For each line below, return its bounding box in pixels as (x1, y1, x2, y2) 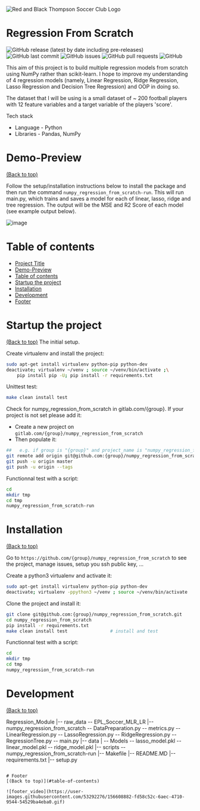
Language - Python (14, 124, 62, 131)
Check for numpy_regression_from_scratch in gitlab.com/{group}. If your (6, 405, 184, 413)
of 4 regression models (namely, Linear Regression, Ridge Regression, (6, 76, 179, 83)
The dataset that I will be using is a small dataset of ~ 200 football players (6, 94, 187, 101)
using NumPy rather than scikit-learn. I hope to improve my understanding (6, 70, 189, 77)
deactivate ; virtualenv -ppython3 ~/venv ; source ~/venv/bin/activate (6, 589, 187, 595)
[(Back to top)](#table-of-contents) (6, 778, 100, 784)
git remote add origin (6, 453, 62, 459)
